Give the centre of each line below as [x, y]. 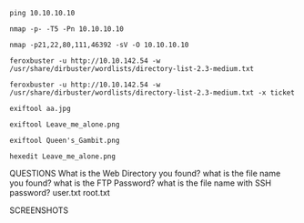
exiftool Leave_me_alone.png [65, 125]
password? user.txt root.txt [60, 193]
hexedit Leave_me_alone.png [63, 157]
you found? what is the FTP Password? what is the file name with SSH [140, 183]
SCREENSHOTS [39, 210]
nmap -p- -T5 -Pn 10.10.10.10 [67, 29]
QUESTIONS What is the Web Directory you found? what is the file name [145, 173]
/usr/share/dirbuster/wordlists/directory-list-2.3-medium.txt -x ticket [152, 93]
